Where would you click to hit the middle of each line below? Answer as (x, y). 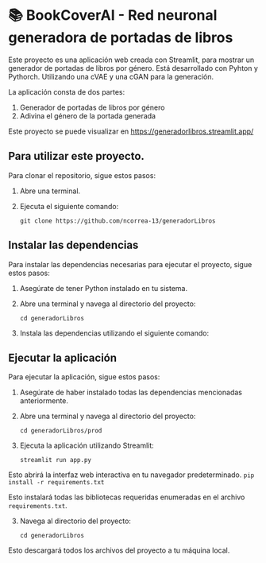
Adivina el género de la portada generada (88, 115)
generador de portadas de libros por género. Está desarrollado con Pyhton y (133, 68)
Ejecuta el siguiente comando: (69, 206)
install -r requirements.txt (56, 483)
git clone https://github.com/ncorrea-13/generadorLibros (118, 221)
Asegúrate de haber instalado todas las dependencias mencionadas (131, 392)
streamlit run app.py (55, 460)
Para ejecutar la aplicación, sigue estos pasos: (84, 377)
